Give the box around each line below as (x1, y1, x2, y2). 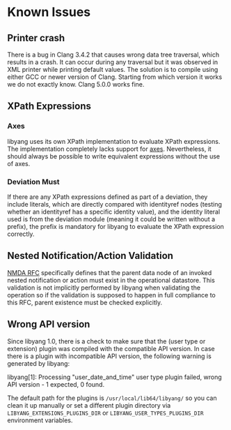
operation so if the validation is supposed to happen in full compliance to (7, 290, 216, 299)
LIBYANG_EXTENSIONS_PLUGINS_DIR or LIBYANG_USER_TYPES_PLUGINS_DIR (7, 408, 204, 417)
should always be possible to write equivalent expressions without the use (7, 151, 221, 161)
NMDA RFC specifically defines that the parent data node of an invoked (7, 268, 212, 276)
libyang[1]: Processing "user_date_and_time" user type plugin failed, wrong (7, 373, 223, 381)
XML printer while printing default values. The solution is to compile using (7, 66, 218, 73)
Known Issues (7, 4, 91, 20)
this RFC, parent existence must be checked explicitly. (7, 298, 163, 306)
